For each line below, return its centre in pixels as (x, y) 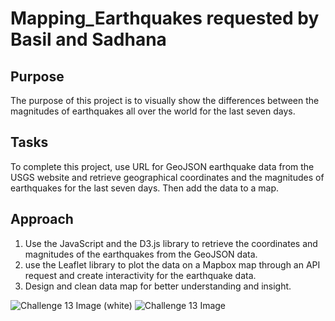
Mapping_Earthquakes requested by (165, 18)
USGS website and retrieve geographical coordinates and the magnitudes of (167, 177)
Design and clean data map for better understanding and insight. (158, 286)
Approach (42, 219)
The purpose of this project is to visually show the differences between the (165, 100)
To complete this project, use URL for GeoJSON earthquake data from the (162, 166)
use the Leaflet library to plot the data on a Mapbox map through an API (172, 264)
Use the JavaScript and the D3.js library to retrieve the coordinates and (171, 243)
